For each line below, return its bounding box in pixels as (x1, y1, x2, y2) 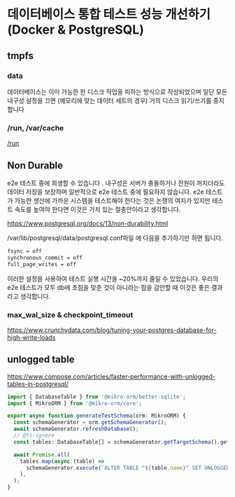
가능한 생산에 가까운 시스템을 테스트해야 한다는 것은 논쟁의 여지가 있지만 (14, 196, 211, 204)
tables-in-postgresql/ (7, 380, 69, 388)
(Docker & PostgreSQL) (7, 22, 145, 38)
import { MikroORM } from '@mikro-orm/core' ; (7, 399, 142, 407)
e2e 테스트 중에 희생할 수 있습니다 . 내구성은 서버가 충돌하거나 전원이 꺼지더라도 (7, 178, 225, 187)
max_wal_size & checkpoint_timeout (7, 310, 134, 319)
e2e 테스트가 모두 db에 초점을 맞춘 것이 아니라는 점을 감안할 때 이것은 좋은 (7, 283, 210, 291)
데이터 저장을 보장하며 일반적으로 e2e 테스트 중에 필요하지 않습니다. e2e (7, 187, 204, 196)
